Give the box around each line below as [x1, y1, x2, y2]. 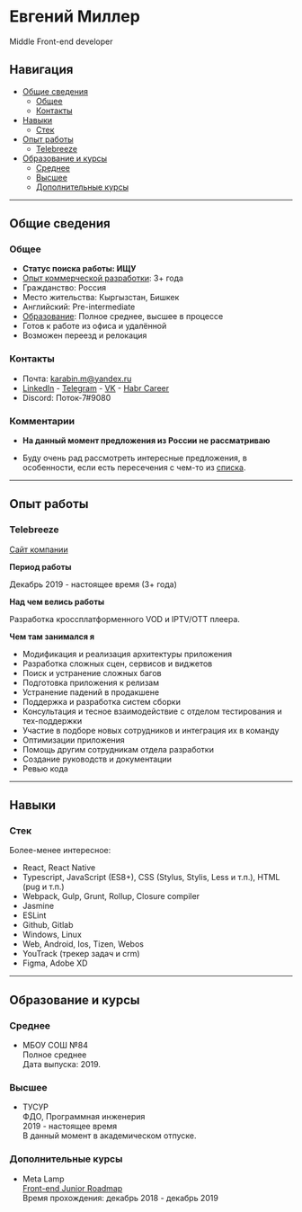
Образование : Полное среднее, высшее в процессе [22, 311, 224, 322]
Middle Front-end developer [9, 36, 113, 47]
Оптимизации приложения [22, 735, 126, 745]
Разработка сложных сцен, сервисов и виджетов [22, 658, 213, 669]
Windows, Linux [22, 929, 83, 940]
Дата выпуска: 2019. [22, 1059, 102, 1070]
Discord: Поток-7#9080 [22, 392, 111, 403]
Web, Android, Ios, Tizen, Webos [22, 939, 144, 949]
